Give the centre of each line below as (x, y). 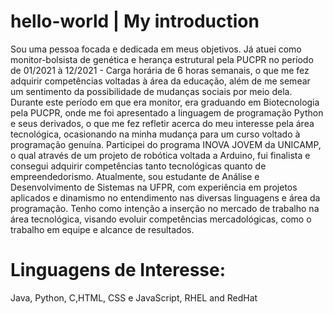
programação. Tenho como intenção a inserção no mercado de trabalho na (165, 208)
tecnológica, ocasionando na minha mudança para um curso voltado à (155, 134)
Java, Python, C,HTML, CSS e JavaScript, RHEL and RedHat (134, 297)
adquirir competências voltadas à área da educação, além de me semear (160, 81)
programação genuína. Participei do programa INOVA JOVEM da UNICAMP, (166, 144)
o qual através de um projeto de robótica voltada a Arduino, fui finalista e (160, 155)
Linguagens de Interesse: (118, 270)
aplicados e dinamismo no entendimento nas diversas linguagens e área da (165, 197)
